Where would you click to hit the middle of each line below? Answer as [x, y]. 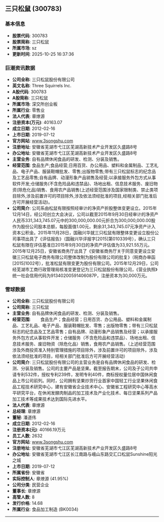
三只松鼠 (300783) [33, 9]
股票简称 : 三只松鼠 [31, 42]
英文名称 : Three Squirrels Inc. [42, 85]
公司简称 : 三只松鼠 [31, 307]
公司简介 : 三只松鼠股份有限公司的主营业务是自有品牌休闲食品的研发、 [82, 362]
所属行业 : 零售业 [28, 110]
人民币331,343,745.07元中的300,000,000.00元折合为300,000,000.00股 [84, 220]
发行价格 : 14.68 [27, 503]
